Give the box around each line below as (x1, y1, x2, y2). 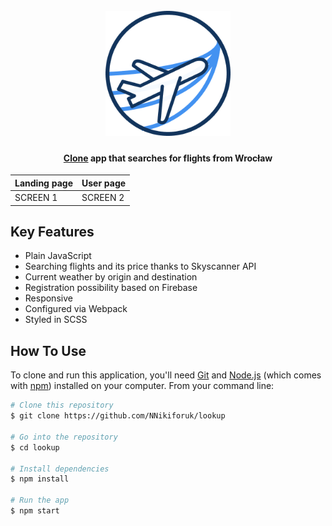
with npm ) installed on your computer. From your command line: (10, 380, 275, 392)
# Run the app (10, 495, 70, 506)
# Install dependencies (10, 464, 110, 474)
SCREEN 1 (14, 192, 58, 204)
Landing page (14, 177, 73, 189)
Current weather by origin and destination (24, 271, 198, 283)
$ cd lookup (10, 442, 60, 453)
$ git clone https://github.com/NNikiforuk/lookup (10, 411, 226, 421)
